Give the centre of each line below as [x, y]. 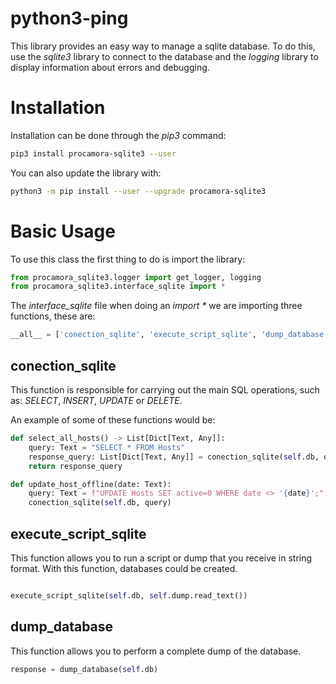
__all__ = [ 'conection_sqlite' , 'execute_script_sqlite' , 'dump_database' [169, 335]
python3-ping [69, 18]
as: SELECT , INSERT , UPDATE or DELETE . [96, 400]
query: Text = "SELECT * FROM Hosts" [107, 447]
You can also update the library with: [86, 173]
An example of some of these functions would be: [113, 420]
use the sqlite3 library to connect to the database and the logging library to [164, 56]
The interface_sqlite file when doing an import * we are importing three [156, 306]
